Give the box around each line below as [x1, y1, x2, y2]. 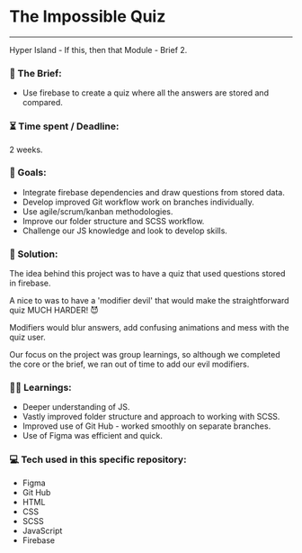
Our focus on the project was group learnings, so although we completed [9, 349, 280, 360]
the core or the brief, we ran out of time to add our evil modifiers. [9, 358, 250, 370]
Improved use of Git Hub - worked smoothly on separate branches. [22, 421, 271, 431]
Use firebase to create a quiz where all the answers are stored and [22, 87, 270, 98]
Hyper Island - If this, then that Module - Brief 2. [9, 44, 188, 55]
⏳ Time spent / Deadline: [9, 120, 120, 132]
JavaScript [22, 525, 63, 536]
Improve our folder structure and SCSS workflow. [22, 215, 205, 226]
